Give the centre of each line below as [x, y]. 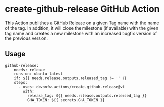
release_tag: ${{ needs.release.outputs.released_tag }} [87, 95]
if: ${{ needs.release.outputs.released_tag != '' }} [70, 78]
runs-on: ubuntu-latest [39, 74]
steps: [21, 82]
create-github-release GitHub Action [82, 9]
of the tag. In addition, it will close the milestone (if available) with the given [82, 28]
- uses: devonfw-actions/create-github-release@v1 [71, 87]
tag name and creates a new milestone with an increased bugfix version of [81, 33]
